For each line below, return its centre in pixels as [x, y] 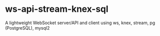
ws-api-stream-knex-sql [57, 9]
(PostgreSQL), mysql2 [28, 28]
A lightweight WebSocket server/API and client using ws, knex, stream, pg [80, 23]
